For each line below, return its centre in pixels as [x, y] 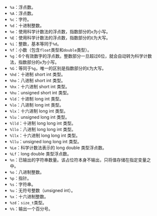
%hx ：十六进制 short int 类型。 [39, 86]
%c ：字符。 [20, 19]
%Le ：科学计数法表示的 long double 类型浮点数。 [58, 148]
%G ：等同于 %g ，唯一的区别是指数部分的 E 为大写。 [58, 68]
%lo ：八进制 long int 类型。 [37, 105]
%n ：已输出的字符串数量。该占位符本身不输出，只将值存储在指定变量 [78, 160]
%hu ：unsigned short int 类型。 [40, 93]
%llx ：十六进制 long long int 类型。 [45, 135]
